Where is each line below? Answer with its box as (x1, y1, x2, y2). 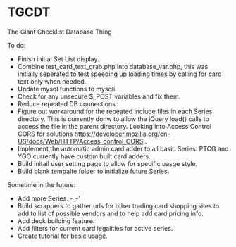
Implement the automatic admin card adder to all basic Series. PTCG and (17, 144, 229, 153)
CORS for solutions (17, 129, 73, 138)
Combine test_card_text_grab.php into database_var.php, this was (17, 62, 209, 70)
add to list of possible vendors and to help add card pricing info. (17, 209, 204, 217)
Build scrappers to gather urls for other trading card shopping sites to (17, 201, 220, 210)
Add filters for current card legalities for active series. (17, 224, 173, 232)
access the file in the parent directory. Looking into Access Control (17, 122, 212, 130)
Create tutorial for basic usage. (17, 232, 108, 240)
